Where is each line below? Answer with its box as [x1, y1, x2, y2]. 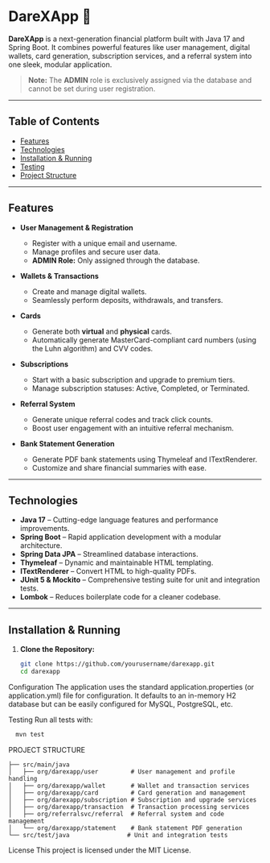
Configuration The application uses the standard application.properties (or [8, 682, 255, 691]
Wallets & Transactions [19, 271, 99, 280]
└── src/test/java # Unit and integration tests [8, 831, 228, 839]
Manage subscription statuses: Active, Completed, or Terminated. [31, 383, 250, 393]
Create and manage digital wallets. [31, 286, 147, 297]
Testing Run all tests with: [8, 715, 93, 724]
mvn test [15, 730, 45, 738]
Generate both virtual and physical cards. [31, 326, 173, 336]
